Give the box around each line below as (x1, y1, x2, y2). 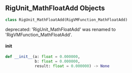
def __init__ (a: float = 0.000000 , (5, 54, 80, 59)
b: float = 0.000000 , (34, 58, 80, 64)
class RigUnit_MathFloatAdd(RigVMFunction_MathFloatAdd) (5, 17, 128, 22)
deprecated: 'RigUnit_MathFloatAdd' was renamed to (5, 26, 116, 32)
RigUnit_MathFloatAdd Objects (5, 4, 105, 12)
